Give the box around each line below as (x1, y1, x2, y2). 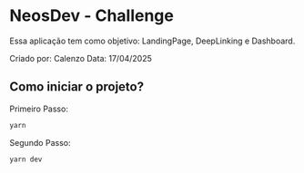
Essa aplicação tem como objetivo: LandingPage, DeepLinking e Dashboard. (9, 35, 296, 46)
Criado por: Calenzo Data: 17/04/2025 (9, 53, 153, 63)
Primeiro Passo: (9, 103, 68, 114)
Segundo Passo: (9, 137, 71, 148)
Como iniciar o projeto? (9, 79, 144, 95)
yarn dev (9, 155, 43, 164)
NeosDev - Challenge (9, 5, 175, 26)
